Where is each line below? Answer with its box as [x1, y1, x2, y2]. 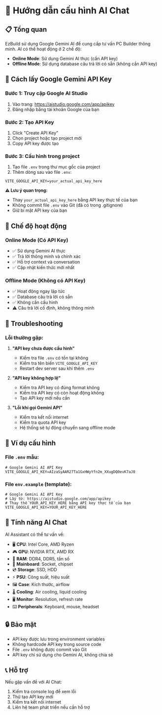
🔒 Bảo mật [5, 620, 37, 629]
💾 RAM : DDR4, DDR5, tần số [12, 556, 70, 561]
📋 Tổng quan [5, 25, 47, 34]
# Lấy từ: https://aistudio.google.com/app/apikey [5, 496, 111, 501]
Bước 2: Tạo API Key [5, 119, 54, 125]
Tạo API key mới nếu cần [19, 395, 70, 401]
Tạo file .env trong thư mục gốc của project [12, 164, 100, 170]
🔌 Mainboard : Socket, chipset [12, 561, 73, 567]
